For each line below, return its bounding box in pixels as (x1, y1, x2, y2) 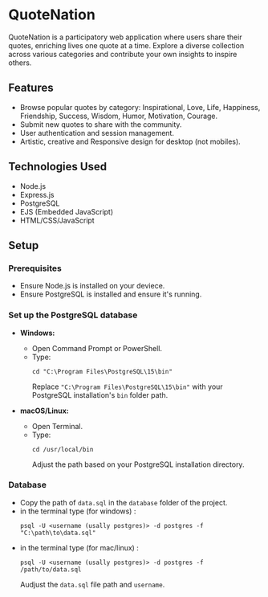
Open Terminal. (31, 421, 83, 431)
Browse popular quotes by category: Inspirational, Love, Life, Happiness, (19, 102, 261, 112)
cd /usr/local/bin (31, 445, 94, 453)
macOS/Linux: (19, 406, 70, 415)
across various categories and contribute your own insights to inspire (8, 49, 238, 59)
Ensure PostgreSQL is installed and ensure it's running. (19, 289, 202, 299)
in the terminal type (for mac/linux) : (19, 542, 139, 552)
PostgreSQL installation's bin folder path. (31, 390, 169, 399)
